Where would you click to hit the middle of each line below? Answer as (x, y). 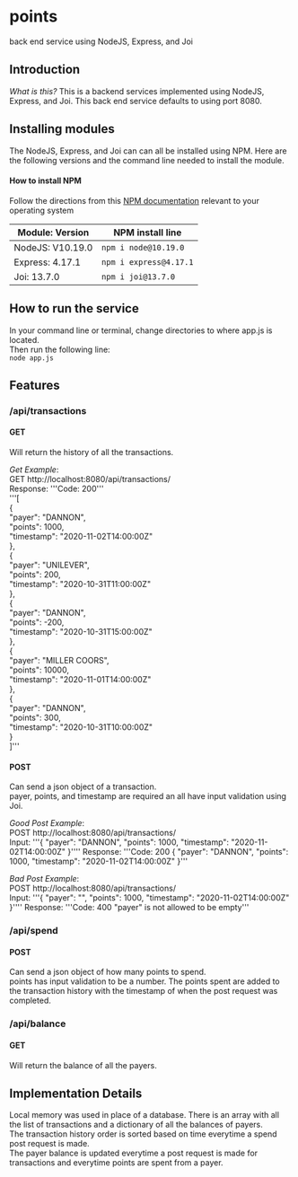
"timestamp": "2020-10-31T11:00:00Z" (80, 584)
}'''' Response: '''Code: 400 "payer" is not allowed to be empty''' (129, 908)
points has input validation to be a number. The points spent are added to (145, 981)
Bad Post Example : (44, 879)
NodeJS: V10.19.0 (53, 247)
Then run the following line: (60, 349)
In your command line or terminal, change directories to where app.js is (141, 330)
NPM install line (148, 233)
